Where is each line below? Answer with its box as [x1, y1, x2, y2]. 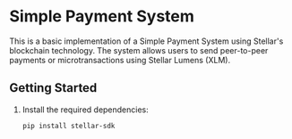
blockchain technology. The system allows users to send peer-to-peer [9, 45, 269, 55]
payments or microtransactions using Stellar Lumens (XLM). [9, 54, 231, 65]
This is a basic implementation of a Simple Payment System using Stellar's [9, 36, 284, 46]
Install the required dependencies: [21, 104, 150, 115]
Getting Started [9, 80, 98, 95]
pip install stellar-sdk [21, 121, 116, 130]
